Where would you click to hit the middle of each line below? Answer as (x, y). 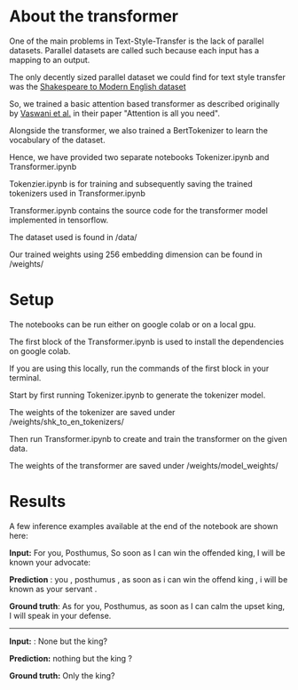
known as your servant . (53, 589)
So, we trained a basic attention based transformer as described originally (145, 103)
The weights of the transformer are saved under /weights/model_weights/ (144, 465)
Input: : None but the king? (59, 641)
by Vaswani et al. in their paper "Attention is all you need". (114, 113)
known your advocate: (50, 562)
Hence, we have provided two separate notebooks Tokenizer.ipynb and (139, 156)
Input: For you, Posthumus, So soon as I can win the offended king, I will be (147, 552)
